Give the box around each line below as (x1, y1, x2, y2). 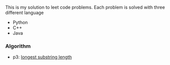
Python (12, 20, 28, 25)
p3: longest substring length (12, 54, 72, 60)
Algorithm (5, 42, 31, 49)
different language (5, 10, 44, 16)
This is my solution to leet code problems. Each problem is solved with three (5, 5, 165, 10)
